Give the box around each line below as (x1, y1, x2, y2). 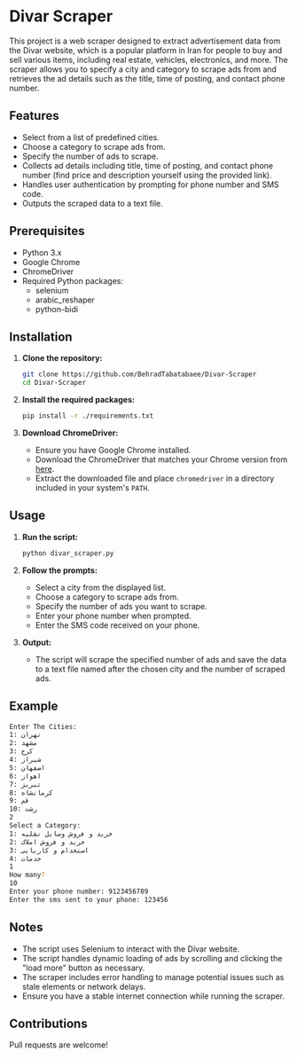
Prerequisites (9, 224, 85, 239)
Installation (9, 329, 73, 344)
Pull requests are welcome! (9, 1039, 108, 1050)
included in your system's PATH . (35, 482, 150, 493)
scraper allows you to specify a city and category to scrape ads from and (9, 64, 277, 75)
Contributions (9, 1016, 88, 1031)
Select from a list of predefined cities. (21, 131, 160, 143)
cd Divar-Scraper (21, 379, 87, 388)
